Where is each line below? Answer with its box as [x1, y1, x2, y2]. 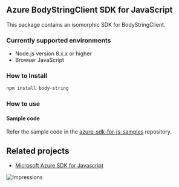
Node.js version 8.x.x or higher [15, 50, 92, 57]
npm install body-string [6, 85, 69, 92]
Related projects [6, 146, 70, 156]
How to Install [6, 72, 47, 80]
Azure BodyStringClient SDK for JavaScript [6, 5, 173, 15]
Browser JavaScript [15, 56, 65, 64]
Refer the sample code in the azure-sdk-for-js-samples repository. [6, 128, 172, 135]
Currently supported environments [6, 36, 111, 44]
